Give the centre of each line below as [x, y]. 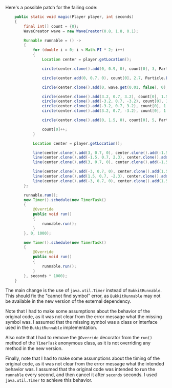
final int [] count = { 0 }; [51, 26]
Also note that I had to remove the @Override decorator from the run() [79, 338]
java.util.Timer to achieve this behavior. [49, 380]
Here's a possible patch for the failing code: [51, 7]
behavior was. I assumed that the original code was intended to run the [80, 370]
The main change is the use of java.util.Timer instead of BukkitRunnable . [84, 290]
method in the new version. [34, 348]
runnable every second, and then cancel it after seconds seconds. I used [81, 375]
